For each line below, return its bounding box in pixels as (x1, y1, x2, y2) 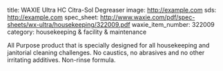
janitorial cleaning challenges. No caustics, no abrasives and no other (7, 48, 205, 57)
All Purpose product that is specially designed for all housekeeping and (7, 41, 210, 49)
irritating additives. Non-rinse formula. (7, 56, 116, 64)
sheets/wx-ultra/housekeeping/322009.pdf (7, 21, 130, 28)
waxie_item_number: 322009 (131, 21, 215, 28)
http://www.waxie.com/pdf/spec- (99, 13, 195, 21)
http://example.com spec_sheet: (7, 13, 99, 21)
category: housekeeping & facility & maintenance (7, 28, 147, 36)
